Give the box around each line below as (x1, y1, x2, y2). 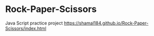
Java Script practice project (5, 20, 63, 26)
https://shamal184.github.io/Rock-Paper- (64, 20, 149, 26)
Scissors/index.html (5, 25, 46, 31)
